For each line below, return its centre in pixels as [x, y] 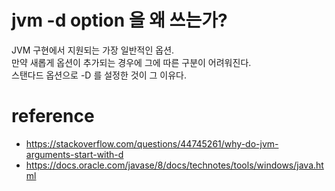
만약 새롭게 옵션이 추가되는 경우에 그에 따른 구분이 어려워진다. [131, 62]
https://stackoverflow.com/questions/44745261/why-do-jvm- [152, 143]
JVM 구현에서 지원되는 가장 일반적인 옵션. [93, 50]
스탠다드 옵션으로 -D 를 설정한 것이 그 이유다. [99, 75]
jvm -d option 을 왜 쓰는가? [119, 20]
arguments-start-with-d [74, 154]
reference [53, 116]
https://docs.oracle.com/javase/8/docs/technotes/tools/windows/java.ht [174, 165]
